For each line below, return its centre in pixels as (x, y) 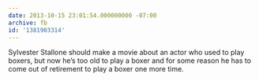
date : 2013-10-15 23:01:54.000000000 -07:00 (83, 15)
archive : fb (28, 23)
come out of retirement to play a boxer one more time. (96, 69)
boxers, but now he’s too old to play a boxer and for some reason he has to (129, 61)
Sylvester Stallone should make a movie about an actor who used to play (126, 53)
